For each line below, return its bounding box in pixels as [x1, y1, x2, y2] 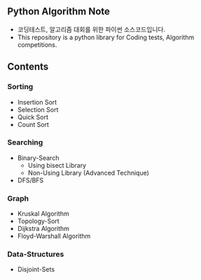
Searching [7, 138, 43, 147]
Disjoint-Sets [17, 265, 55, 274]
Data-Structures [7, 249, 64, 259]
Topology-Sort [17, 217, 60, 225]
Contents [7, 61, 49, 73]
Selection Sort [17, 105, 59, 114]
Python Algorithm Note [7, 6, 111, 18]
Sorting [7, 82, 34, 92]
